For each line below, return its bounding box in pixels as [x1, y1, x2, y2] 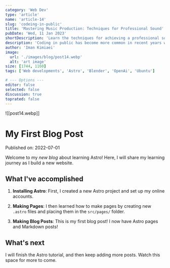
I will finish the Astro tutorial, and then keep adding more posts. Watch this [5, 251, 160, 258]
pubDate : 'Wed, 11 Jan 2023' [5, 31, 67, 36]
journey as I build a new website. [5, 160, 74, 166]
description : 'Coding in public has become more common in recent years [5, 40, 162, 46]
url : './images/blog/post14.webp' [10, 54, 82, 60]
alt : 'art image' [10, 59, 47, 64]
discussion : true [5, 92, 42, 97]
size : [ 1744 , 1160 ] [5, 64, 47, 69]
